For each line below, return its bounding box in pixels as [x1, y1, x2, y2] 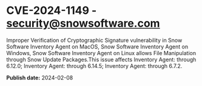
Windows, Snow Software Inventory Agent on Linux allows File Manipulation [6, 49, 196, 56]
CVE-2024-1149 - [6, 4, 97, 18]
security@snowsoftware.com [6, 16, 160, 30]
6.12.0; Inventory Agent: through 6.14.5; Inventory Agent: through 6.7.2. [6, 62, 183, 70]
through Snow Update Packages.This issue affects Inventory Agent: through [6, 56, 197, 63]
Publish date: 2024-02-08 [6, 74, 73, 81]
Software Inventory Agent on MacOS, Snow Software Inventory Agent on [6, 43, 189, 50]
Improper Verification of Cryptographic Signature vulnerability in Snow [6, 36, 183, 44]
